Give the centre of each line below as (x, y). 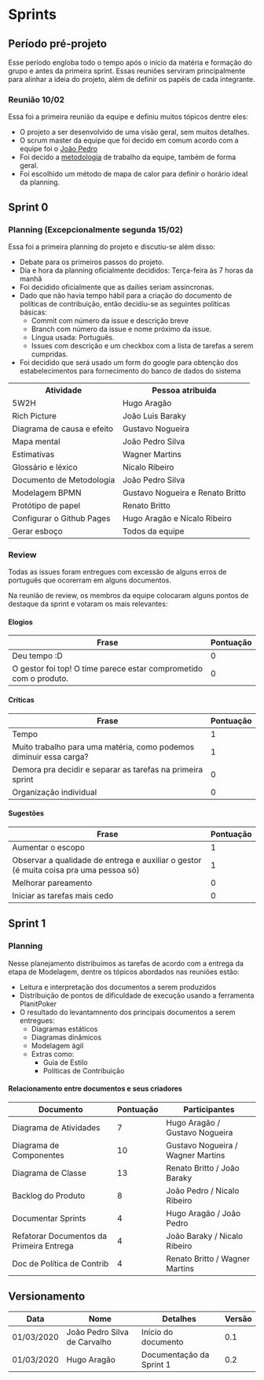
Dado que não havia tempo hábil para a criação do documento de (126, 295)
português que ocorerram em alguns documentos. (90, 580)
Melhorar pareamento (52, 883)
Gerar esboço (37, 531)
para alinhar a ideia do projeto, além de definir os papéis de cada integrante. (132, 79)
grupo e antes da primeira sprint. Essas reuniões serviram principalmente (127, 71)
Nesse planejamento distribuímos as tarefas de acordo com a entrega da (126, 963)
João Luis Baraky (154, 415)
